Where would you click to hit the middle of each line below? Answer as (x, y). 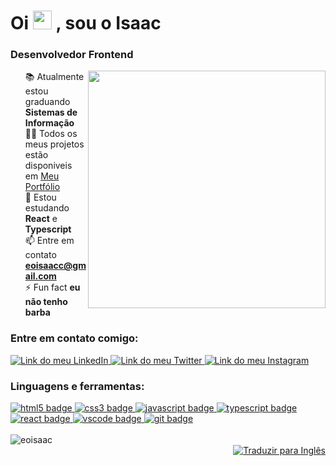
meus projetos (54, 144)
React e (41, 219)
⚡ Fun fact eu (52, 287)
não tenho (46, 302)
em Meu (42, 176)
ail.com (40, 276)
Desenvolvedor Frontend (72, 55)
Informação (49, 123)
